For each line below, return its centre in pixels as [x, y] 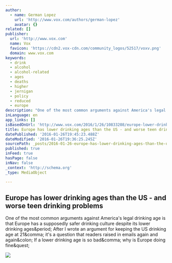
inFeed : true [19, 154]
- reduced [20, 101]
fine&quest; [17, 246]
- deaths [19, 82]
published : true [23, 149]
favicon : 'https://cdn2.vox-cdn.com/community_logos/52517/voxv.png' [85, 48]
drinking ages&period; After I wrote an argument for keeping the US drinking [86, 229]
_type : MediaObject [26, 173]
